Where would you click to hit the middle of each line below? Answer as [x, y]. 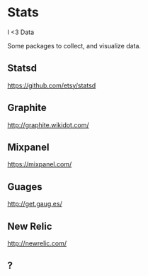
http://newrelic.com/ [37, 243]
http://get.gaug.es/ [35, 204]
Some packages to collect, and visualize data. [74, 46]
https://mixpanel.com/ [40, 164]
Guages [25, 187]
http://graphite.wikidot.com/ [48, 124]
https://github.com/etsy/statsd [52, 85]
